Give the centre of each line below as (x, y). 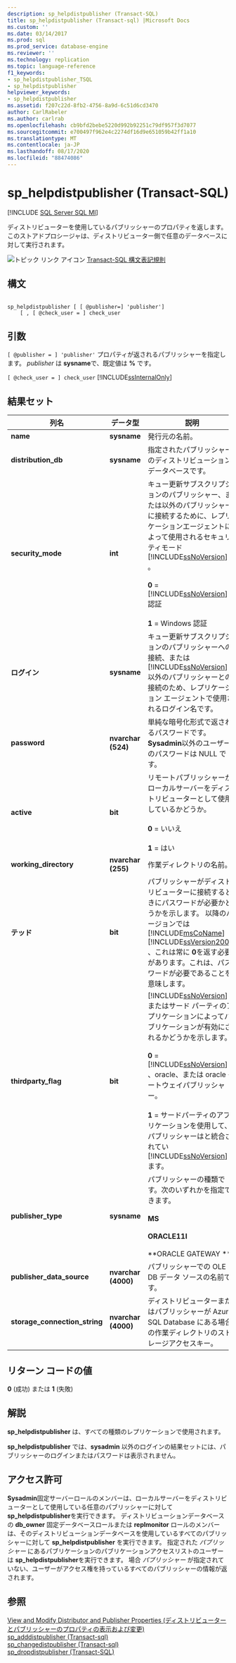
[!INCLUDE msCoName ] (186, 933)
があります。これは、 (182, 963)
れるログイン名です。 (182, 709)
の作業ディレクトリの (182, 1333)
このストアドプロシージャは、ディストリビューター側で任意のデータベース (114, 235)
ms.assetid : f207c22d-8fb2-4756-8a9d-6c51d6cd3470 (83, 106)
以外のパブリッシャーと (186, 677)
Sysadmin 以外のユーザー (189, 743)
